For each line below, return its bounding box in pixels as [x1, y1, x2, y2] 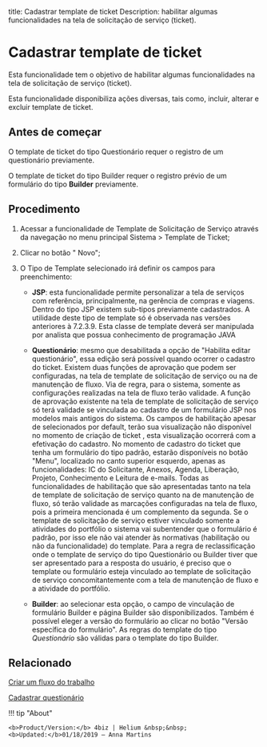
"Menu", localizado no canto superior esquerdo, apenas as [31, 456, 226, 465]
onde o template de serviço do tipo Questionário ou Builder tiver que [31, 549, 258, 559]
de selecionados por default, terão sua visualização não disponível [31, 422, 252, 432]
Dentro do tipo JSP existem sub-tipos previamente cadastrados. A [31, 304, 250, 314]
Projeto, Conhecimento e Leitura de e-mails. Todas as [31, 472, 209, 483]
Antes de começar [8, 126, 102, 139]
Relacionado [8, 656, 72, 669]
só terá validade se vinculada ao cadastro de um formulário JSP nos [31, 404, 257, 415]
